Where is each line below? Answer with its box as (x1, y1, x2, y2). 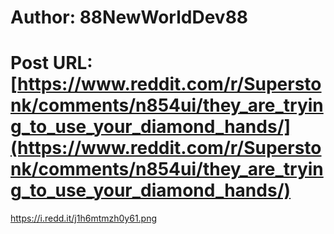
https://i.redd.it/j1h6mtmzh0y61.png (10, 212, 158, 225)
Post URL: (10, 52, 93, 75)
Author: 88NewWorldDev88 (10, 6, 249, 29)
